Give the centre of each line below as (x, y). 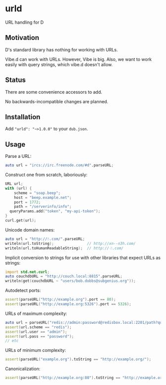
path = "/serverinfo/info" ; (43, 207)
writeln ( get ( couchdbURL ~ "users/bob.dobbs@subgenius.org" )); (70, 281)
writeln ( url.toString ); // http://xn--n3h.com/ (70, 243)
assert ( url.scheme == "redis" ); (38, 327)
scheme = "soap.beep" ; (37, 193)
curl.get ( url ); (21, 221)
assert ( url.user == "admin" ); (36, 332)
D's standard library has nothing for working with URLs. (62, 49)
